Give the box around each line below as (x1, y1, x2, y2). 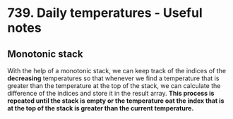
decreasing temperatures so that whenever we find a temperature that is (7, 74, 220, 82)
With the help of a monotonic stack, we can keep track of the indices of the (7, 67, 227, 75)
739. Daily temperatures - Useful (7, 5, 203, 21)
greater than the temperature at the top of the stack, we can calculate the (7, 82, 221, 89)
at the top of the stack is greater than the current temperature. (7, 104, 194, 112)
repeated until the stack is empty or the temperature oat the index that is (7, 96, 225, 105)
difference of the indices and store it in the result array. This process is (7, 89, 215, 97)
